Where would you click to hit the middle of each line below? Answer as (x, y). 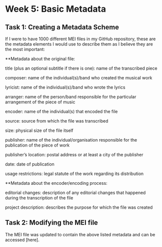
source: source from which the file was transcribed (57, 121)
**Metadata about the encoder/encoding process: (56, 183)
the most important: (25, 49)
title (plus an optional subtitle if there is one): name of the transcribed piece (81, 68)
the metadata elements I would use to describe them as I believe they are (79, 44)
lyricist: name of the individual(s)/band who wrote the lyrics (65, 87)
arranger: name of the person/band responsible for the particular (71, 97)
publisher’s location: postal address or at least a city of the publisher (74, 155)
